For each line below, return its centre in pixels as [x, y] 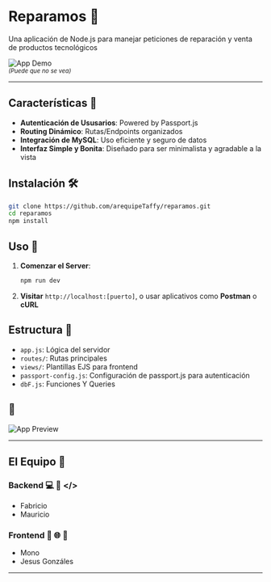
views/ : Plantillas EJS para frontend [79, 366]
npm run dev [40, 280]
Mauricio [35, 515]
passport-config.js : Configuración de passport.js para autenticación [135, 375]
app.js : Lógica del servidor [65, 349]
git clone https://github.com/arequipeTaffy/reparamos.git [110, 206]
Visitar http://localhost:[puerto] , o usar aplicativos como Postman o [138, 296]
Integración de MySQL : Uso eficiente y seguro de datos [113, 140]
